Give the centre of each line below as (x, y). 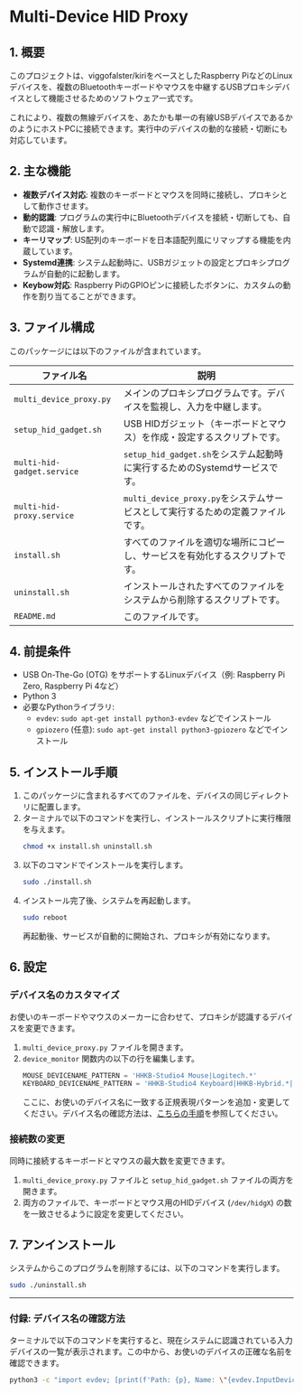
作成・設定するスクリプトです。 (218, 437)
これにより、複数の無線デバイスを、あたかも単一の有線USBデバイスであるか (151, 117)
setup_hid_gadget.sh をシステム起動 (199, 453)
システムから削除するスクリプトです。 (204, 600)
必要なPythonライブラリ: (69, 707)
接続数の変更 (37, 1139)
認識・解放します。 (74, 229)
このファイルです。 (164, 616)
